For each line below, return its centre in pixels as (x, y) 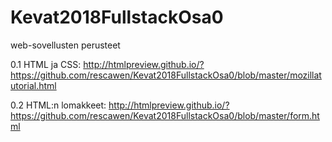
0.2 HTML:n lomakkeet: (58, 105)
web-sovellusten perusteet (65, 45)
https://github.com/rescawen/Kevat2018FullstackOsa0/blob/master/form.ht (165, 115)
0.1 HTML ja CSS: (46, 64)
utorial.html (33, 85)
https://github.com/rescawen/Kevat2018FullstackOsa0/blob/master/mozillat (166, 75)
